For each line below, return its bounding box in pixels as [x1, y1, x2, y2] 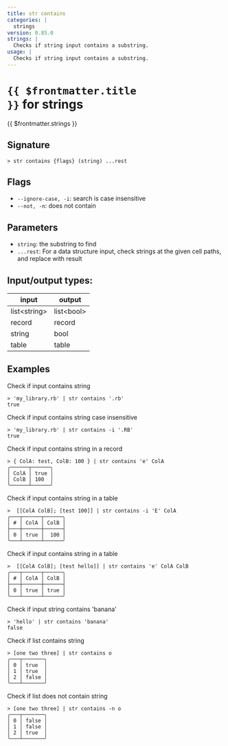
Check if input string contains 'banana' [7, 605, 117, 613]
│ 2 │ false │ [7, 674, 48, 681]
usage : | [7, 49, 32, 56]
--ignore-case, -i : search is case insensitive [16, 194, 146, 203]
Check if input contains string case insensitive [7, 413, 138, 421]
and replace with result [16, 255, 82, 263]
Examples [7, 363, 50, 375]
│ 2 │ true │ [7, 729, 48, 736]
